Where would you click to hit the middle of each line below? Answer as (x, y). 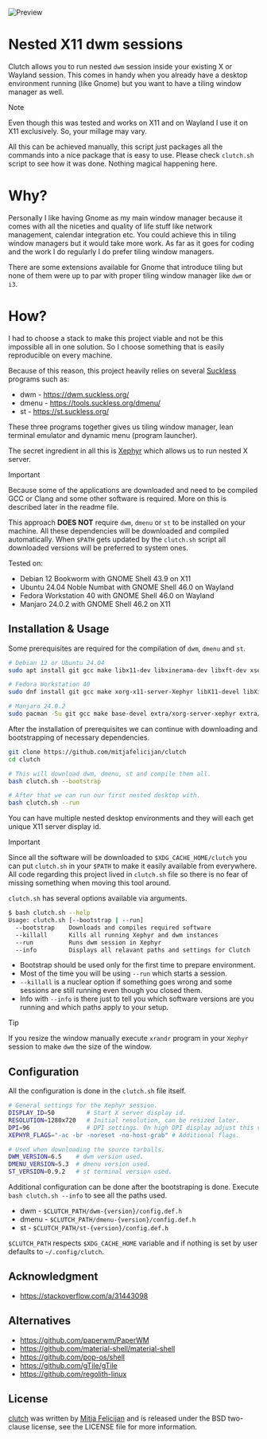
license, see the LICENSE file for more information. (114, 1426)
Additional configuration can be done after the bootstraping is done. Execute (133, 1187)
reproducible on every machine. (60, 355)
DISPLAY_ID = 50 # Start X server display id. (97, 1113)
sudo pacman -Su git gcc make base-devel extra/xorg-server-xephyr (122, 714)
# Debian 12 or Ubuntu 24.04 (56, 663)
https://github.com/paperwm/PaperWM (84, 1340)
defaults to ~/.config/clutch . (56, 1252)
